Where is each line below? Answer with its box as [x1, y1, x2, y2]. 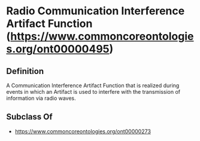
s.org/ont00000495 [6, 42, 110, 56]
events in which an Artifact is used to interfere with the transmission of [6, 88, 181, 95]
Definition [6, 66, 44, 76]
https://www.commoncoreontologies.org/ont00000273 [14, 127, 151, 135]
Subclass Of [6, 112, 53, 122]
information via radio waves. [6, 94, 76, 102]
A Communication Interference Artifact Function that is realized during [6, 82, 180, 89]
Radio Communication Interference [6, 4, 185, 18]
